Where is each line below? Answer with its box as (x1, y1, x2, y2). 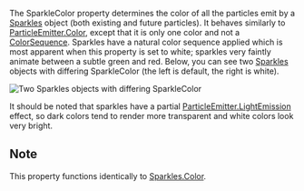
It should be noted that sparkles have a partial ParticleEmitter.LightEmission (9, 101, 292, 112)
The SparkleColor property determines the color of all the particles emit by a (9, 8, 296, 18)
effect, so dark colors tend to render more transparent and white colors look (9, 111, 294, 121)
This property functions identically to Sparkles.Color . (9, 170, 207, 181)
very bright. (9, 120, 53, 131)
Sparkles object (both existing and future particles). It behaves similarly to (9, 17, 286, 28)
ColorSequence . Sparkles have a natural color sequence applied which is (9, 36, 283, 47)
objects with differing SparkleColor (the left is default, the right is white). (9, 65, 279, 76)
